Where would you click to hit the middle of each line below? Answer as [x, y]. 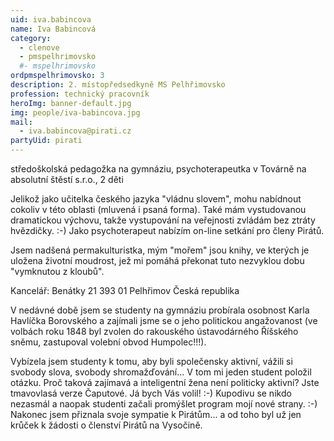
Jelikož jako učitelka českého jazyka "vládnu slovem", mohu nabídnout [156, 199]
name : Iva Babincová [53, 29]
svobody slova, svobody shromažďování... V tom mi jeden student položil [161, 372]
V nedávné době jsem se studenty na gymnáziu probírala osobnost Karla [160, 310]
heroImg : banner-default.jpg [71, 103]
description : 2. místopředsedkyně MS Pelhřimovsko [118, 85]
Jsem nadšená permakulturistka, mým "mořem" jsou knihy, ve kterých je [160, 250]
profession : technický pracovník [80, 94]
